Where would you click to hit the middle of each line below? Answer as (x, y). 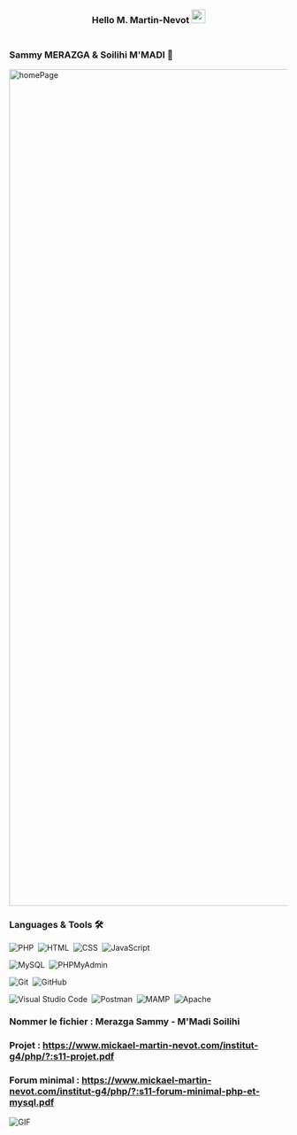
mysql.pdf (32, 1102)
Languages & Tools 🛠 (57, 925)
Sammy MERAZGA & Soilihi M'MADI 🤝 (91, 55)
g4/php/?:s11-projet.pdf (62, 1056)
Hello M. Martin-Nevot (141, 19)
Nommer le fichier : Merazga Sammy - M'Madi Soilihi (125, 1022)
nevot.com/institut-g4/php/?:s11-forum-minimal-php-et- (135, 1092)
